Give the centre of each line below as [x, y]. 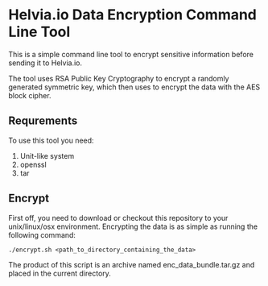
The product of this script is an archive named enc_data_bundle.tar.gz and [132, 264]
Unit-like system [47, 155]
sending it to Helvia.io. [45, 63]
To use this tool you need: [51, 140]
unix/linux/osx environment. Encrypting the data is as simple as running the [133, 226]
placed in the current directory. [60, 273]
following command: [42, 234]
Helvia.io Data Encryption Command [133, 15]
